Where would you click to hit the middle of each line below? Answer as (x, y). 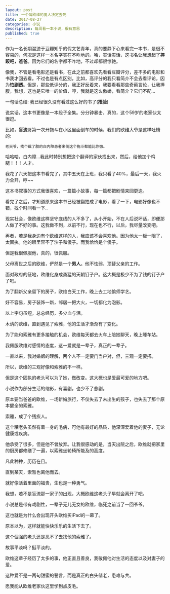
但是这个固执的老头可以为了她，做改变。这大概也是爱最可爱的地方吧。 (78, 378)
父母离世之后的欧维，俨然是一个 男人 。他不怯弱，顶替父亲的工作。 (74, 264)
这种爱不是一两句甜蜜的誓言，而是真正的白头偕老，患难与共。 (70, 575)
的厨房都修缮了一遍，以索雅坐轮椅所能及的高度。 (56, 451)
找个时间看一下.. (31, 208)
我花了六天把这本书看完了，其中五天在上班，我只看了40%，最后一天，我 (81, 174)
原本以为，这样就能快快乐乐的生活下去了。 (50, 526)
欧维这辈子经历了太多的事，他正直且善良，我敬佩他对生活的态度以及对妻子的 (85, 558)
